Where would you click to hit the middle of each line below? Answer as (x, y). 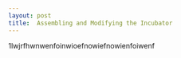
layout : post (30, 15)
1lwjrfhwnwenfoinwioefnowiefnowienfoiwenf (82, 45)
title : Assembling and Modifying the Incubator (90, 23)
